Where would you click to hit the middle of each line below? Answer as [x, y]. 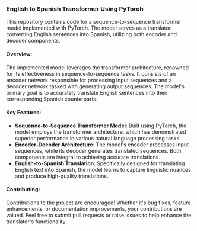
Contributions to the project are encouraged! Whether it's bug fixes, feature [99, 203]
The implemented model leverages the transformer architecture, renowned [97, 68]
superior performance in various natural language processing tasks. [98, 138]
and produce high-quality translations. [61, 176]
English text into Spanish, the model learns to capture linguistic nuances [103, 169]
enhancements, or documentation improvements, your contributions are [94, 208]
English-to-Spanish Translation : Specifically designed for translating [100, 163]
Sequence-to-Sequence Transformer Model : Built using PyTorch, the [101, 126]
